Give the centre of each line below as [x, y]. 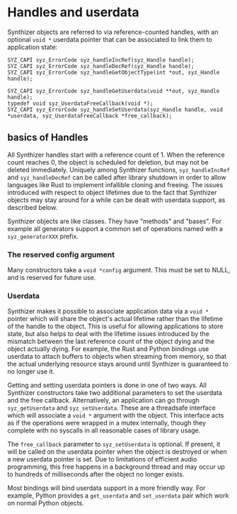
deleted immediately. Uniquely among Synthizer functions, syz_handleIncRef [118, 169]
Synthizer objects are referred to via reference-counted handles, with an [113, 32]
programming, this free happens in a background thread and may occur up [116, 467]
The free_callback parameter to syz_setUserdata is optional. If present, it [114, 445]
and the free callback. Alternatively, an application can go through [103, 401]
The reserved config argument [61, 255]
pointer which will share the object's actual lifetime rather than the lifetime [115, 319]
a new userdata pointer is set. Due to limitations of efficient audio [102, 459]
